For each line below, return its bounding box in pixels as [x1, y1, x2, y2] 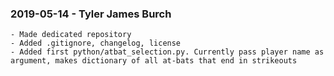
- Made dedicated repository [10, 30, 132, 40]
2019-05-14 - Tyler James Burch [10, 7, 172, 21]
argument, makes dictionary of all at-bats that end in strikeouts [10, 56, 298, 66]
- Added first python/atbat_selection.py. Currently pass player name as [10, 47, 325, 57]
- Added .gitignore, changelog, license [10, 38, 182, 49]
